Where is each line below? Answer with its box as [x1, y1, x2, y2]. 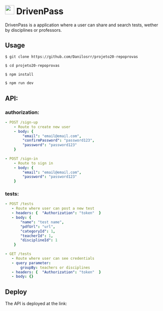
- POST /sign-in [5, 156, 38, 161]
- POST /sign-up [5, 120, 38, 124]
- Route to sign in [14, 161, 54, 166]
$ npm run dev [5, 81, 34, 85]
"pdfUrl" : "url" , [20, 224, 55, 229]
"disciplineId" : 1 [20, 238, 57, 243]
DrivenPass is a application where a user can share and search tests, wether [5, 22, 158, 28]
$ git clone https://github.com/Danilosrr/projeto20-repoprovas [5, 54, 138, 59]
